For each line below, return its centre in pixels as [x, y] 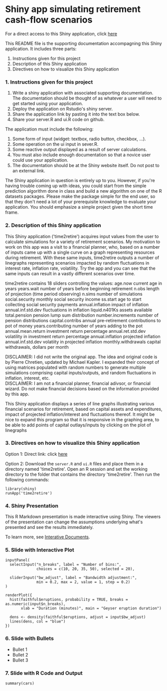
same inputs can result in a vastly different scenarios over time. [70, 273]
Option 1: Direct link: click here [36, 454]
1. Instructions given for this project [49, 82]
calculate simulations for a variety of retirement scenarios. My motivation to [83, 242]
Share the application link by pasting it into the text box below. [76, 114]
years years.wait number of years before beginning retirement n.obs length [82, 288]
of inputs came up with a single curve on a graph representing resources [80, 252]
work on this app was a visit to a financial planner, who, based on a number [83, 247]
